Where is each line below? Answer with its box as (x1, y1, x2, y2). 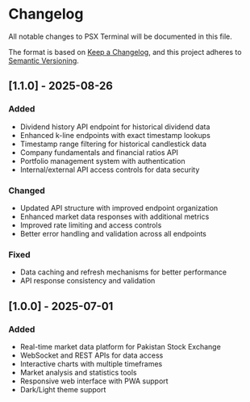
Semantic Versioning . (8, 56, 79, 65)
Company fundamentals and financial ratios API (19, 147, 179, 157)
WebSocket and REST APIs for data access (19, 350, 164, 360)
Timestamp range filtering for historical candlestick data (19, 139, 207, 149)
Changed (8, 185, 46, 196)
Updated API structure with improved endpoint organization (19, 203, 219, 212)
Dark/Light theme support (19, 384, 106, 394)
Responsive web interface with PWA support (19, 376, 169, 386)
